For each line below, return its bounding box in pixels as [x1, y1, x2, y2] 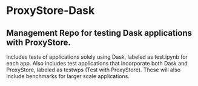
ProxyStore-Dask [6, 4, 95, 18]
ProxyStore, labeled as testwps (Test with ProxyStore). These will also [6, 66, 180, 73]
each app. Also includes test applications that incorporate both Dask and [6, 60, 188, 67]
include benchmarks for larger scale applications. [6, 73, 130, 79]
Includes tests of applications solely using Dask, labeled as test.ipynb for [6, 53, 188, 61]
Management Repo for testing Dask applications [6, 28, 193, 38]
